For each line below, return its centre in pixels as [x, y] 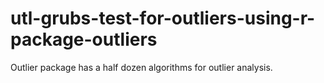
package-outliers [84, 39]
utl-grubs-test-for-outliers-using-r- [163, 18]
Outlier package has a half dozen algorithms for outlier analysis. [141, 67]
